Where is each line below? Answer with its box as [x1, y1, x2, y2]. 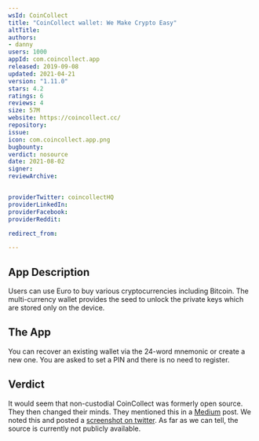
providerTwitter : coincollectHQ [8, 193, 114, 201]
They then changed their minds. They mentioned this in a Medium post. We [8, 406, 251, 417]
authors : [8, 33, 37, 42]
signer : [8, 165, 34, 173]
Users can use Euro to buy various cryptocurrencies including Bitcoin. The [8, 286, 249, 296]
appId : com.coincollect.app [8, 56, 100, 64]
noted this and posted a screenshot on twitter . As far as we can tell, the [8, 415, 239, 424]
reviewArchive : [8, 172, 58, 181]
